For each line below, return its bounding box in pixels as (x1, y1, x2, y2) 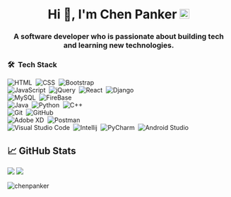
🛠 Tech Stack (7, 60, 58, 70)
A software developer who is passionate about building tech (13, 32, 224, 42)
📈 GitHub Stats (7, 145, 76, 157)
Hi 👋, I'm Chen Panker (47, 6, 177, 23)
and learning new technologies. (63, 40, 174, 50)
